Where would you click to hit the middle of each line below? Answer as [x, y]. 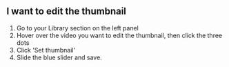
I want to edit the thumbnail [67, 11]
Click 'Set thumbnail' [46, 50]
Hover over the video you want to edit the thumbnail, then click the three [119, 35]
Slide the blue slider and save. [59, 57]
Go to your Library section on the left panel [77, 28]
